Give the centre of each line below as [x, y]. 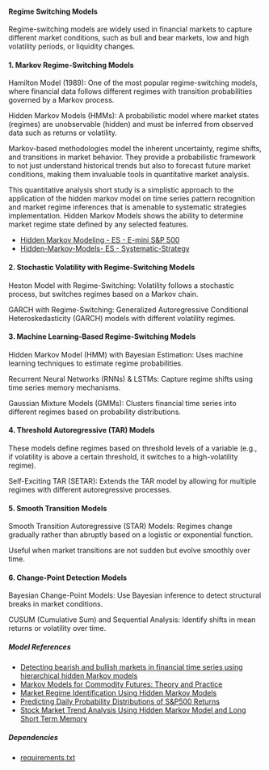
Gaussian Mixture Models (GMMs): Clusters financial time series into [122, 403]
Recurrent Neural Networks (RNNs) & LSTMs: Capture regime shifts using [130, 379]
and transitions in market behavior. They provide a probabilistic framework [132, 157]
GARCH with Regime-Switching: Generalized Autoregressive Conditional [128, 309]
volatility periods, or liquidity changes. [72, 47]
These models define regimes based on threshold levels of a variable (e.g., [133, 448]
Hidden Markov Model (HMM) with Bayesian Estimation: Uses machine [126, 354]
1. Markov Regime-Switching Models [71, 65]
